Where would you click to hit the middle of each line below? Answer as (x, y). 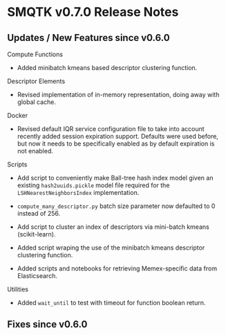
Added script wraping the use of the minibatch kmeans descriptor (111, 248)
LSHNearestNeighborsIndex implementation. (78, 192)
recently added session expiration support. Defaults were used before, (118, 136)
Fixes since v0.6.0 (47, 324)
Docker (18, 115)
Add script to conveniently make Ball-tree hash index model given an (115, 178)
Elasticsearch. (37, 276)
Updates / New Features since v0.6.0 (89, 38)
